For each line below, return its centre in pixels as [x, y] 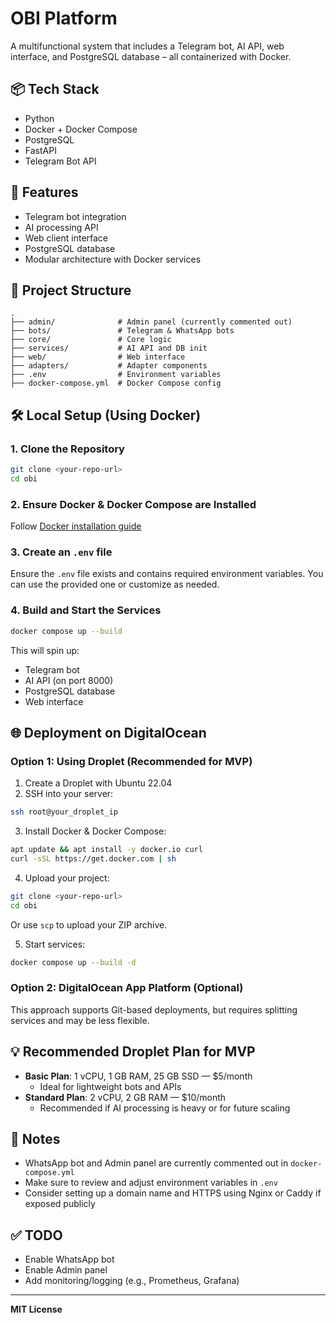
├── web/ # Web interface [98, 357]
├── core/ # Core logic [91, 340]
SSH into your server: [69, 794]
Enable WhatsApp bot [69, 1259]
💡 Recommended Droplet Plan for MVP [133, 1052]
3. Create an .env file [61, 552]
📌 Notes [35, 1139]
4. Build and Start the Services [86, 610]
